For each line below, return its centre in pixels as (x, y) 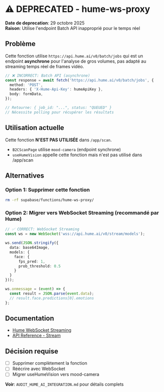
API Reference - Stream (36, 336)
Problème (20, 44)
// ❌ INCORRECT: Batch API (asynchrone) (48, 76)
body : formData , (26, 94)
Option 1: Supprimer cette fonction (48, 190)
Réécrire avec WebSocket (39, 369)
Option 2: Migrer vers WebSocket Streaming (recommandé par (82, 213)
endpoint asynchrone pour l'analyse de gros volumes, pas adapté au (76, 61)
